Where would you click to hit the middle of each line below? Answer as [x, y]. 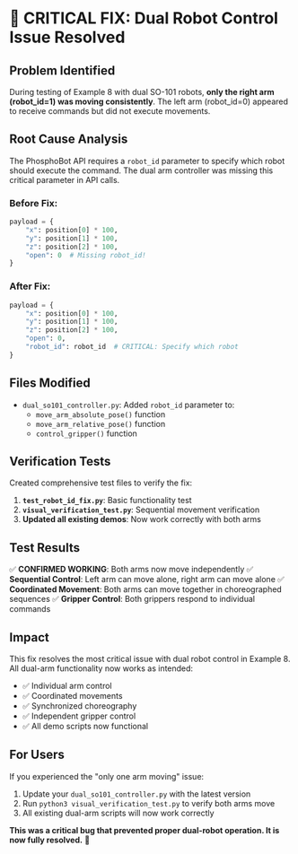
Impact [29, 637]
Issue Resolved [67, 37]
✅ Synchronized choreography [79, 706]
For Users [37, 755]
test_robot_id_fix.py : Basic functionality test [107, 501]
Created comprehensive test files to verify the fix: [101, 483]
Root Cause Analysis [69, 139]
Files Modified [50, 383]
